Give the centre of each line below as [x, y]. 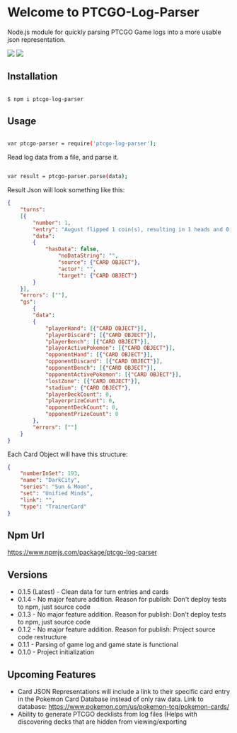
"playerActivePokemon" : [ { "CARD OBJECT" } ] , [110, 348]
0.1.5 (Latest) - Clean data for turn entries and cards [93, 592]
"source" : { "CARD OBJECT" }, [99, 263]
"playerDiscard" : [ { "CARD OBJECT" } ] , [101, 335]
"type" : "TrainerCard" [53, 507]
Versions [28, 574]
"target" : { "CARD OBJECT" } [98, 275]
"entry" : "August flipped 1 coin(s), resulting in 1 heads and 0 [131, 229]
